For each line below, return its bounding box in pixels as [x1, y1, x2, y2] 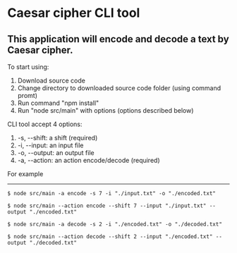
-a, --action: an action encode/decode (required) [17, 156, 160, 164]
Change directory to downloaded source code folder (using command [17, 84, 221, 92]
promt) [17, 92, 37, 99]
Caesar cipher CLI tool [7, 5, 140, 21]
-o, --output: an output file [17, 149, 95, 156]
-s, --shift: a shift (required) [17, 134, 98, 142]
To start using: [7, 63, 49, 71]
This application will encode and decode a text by [7, 33, 229, 45]
